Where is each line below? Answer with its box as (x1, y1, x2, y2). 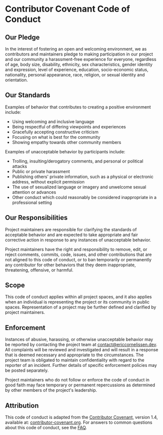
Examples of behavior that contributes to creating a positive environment (5, 104, 151, 110)
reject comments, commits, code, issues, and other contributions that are (5, 252, 152, 257)
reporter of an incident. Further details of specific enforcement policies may (5, 362, 157, 368)
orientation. (5, 77, 28, 83)
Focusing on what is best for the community (12, 134, 101, 140)
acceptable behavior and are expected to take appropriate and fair (5, 232, 138, 237)
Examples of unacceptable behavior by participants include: (5, 148, 126, 154)
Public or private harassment (12, 168, 70, 174)
